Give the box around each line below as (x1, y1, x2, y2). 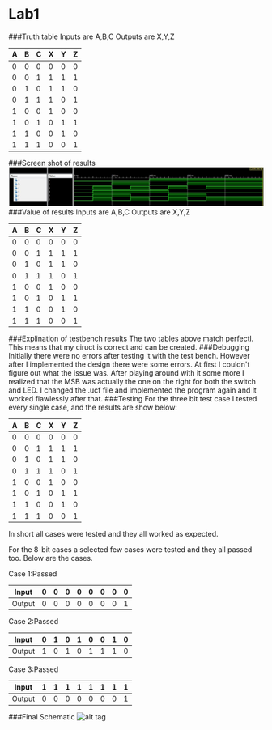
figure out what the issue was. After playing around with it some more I (8, 368, 244, 378)
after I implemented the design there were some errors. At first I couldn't (8, 359, 250, 369)
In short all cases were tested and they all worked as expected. (8, 529, 219, 539)
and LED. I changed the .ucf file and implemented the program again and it (8, 385, 257, 395)
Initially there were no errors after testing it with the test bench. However (8, 351, 250, 361)
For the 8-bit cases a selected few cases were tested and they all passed (8, 545, 253, 554)
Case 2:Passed (8, 617, 59, 626)
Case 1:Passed (8, 569, 57, 579)
